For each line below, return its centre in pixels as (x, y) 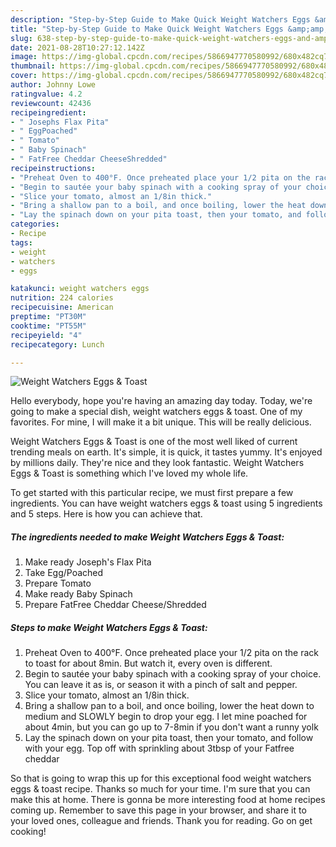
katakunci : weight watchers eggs (80, 289)
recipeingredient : (48, 112)
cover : (24, 76)
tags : (21, 242)
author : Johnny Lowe (53, 85)
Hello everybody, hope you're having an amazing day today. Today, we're (161, 401)
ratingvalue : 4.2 (46, 94)
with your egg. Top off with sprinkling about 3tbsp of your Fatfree (159, 748)
